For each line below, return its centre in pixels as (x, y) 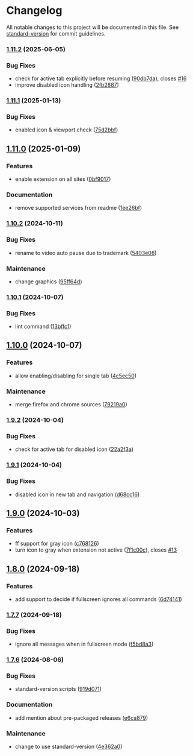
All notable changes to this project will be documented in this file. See (93, 27)
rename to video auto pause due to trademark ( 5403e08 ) (86, 253)
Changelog (34, 11)
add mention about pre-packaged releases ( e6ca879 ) (81, 717)
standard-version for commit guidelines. (56, 33)
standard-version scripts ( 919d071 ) (58, 689)
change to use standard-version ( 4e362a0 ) (69, 746)
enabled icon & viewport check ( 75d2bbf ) (66, 130)
